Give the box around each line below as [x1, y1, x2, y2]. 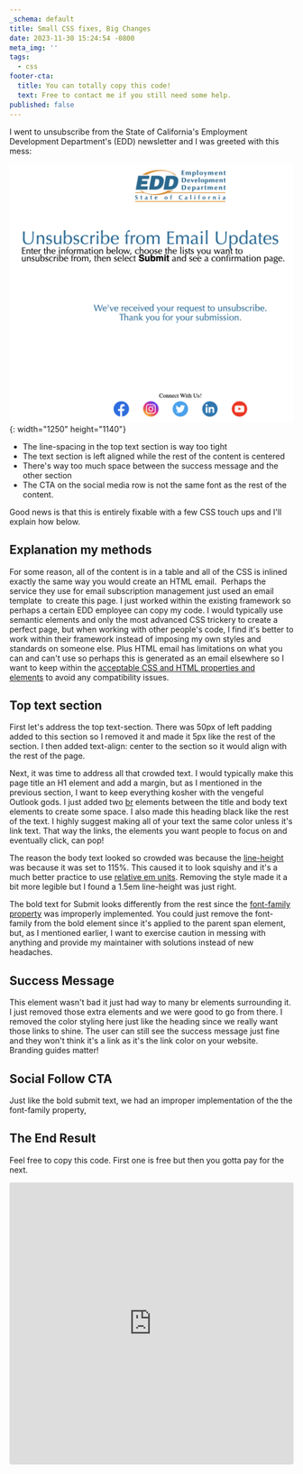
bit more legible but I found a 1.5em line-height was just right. [9, 881, 237, 893]
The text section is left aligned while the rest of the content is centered [22, 450, 286, 461]
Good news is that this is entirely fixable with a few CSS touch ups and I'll [9, 506, 282, 517]
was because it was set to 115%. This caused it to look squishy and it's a [9, 862, 278, 873]
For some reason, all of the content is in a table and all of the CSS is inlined [9, 566, 288, 577]
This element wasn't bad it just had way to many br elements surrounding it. [9, 997, 291, 1008]
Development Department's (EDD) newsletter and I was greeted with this [9, 135, 280, 146]
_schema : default [9, 14, 75, 23]
